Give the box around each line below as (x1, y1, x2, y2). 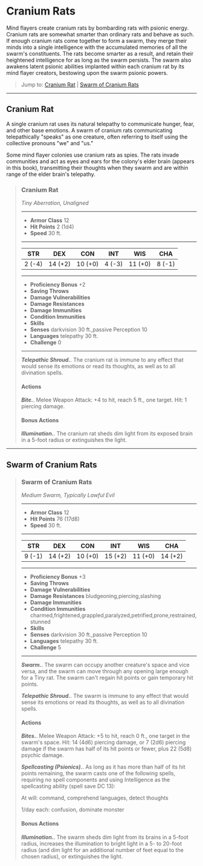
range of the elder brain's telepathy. (6, 171, 95, 178)
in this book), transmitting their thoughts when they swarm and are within (6, 164, 188, 171)
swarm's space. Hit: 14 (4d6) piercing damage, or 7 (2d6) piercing (21, 739, 186, 746)
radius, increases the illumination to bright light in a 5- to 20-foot (21, 839, 182, 847)
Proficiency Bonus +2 (30, 281, 86, 288)
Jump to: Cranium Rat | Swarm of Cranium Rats (21, 80, 139, 88)
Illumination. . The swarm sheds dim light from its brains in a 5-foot (21, 833, 188, 841)
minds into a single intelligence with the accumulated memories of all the (6, 44, 187, 51)
